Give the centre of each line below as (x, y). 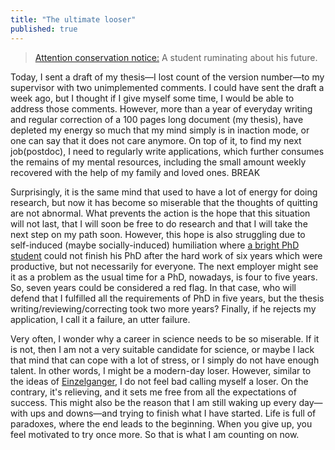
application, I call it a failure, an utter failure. (100, 319)
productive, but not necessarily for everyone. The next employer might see (164, 266)
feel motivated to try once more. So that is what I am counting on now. (155, 434)
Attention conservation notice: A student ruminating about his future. (176, 57)
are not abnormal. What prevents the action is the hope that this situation (160, 213)
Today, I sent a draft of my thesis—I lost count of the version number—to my (167, 77)
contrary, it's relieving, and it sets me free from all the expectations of (153, 392)
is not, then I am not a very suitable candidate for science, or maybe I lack (162, 349)
